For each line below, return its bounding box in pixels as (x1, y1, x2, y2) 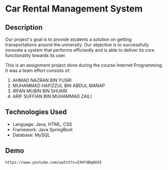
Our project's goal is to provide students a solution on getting (5, 36, 132, 42)
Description (5, 23, 43, 32)
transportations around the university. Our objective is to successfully (5, 42, 149, 48)
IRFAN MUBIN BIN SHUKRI (12, 88, 68, 94)
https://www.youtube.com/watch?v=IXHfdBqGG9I (5, 159, 102, 165)
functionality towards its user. (5, 52, 66, 58)
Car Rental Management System (5, 3, 143, 15)
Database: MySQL (12, 132, 50, 138)
